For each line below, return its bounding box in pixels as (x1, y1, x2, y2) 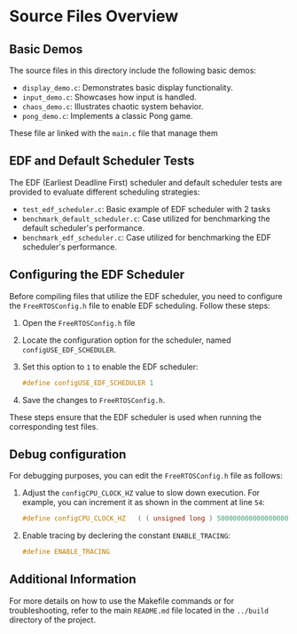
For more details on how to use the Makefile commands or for (9, 595, 235, 606)
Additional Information (9, 572, 137, 587)
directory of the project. (9, 614, 96, 625)
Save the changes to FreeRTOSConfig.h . (21, 394, 166, 405)
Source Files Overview (9, 6, 179, 27)
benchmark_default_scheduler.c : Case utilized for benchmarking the (21, 213, 270, 224)
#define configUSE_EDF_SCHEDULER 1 (21, 378, 154, 387)
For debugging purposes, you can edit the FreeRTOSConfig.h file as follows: (9, 471, 284, 481)
